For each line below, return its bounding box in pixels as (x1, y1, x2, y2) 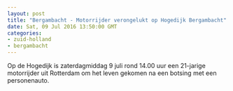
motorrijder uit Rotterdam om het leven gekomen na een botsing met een (7, 69, 217, 77)
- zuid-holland (7, 36, 52, 43)
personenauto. (7, 76, 50, 84)
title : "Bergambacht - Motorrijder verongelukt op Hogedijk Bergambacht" (7, 17, 227, 24)
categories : (7, 29, 42, 37)
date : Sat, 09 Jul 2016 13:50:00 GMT (7, 23, 118, 30)
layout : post (7, 10, 45, 17)
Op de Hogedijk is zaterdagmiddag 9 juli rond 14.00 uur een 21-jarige (7, 62, 206, 69)
